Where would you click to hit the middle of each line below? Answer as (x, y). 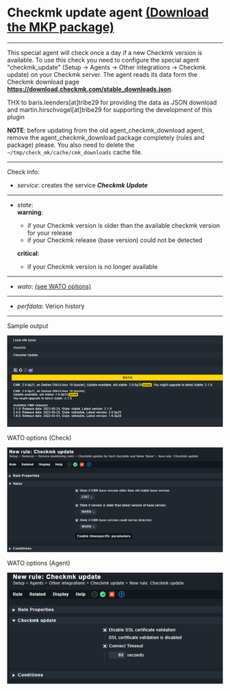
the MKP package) (61, 27)
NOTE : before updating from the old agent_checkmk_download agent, (106, 130)
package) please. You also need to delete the (71, 145)
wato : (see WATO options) (54, 286)
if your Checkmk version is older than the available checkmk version (124, 225)
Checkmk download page (43, 82)
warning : (30, 212)
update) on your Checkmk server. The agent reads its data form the (102, 74)
